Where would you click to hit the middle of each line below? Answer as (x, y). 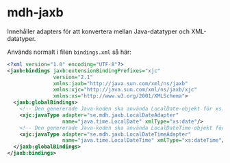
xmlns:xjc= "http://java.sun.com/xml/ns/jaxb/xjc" (125, 90)
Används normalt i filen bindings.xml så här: (69, 52)
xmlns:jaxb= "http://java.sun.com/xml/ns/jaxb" (120, 83)
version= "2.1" (73, 77)
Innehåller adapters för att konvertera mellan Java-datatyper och (99, 31)
